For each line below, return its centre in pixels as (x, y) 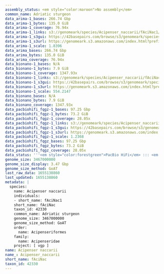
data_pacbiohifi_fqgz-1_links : (37, 123)
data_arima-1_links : (26, 32)
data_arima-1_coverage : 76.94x (37, 28)
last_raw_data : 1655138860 (32, 173)
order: (20, 228)
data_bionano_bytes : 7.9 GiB (35, 101)
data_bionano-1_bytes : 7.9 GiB (37, 69)
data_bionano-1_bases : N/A (32, 64)
